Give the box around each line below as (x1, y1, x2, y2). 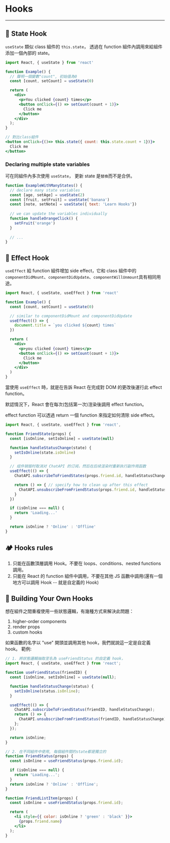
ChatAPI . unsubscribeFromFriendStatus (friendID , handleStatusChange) (18, 717, 166, 722)
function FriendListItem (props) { (5, 795, 78, 801)
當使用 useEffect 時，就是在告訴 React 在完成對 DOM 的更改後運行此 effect (5, 384, 162, 390)
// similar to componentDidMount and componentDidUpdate (10, 313, 133, 318)
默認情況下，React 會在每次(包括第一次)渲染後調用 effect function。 (5, 401, 147, 408)
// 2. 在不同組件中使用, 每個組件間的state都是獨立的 (5, 749, 106, 754)
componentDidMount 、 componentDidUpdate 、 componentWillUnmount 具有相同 (5, 274, 157, 280)
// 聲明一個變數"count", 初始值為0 (10, 74, 77, 79)
